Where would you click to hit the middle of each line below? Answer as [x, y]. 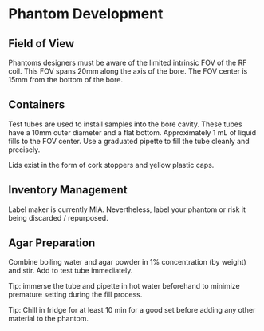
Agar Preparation [52, 243]
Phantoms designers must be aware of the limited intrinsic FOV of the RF [128, 62]
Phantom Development [86, 14]
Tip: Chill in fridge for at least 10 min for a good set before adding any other [132, 310]
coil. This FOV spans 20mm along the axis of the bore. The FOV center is [128, 71]
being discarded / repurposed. [59, 217]
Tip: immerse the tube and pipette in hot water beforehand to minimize [124, 286]
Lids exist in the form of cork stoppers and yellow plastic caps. [111, 165]
